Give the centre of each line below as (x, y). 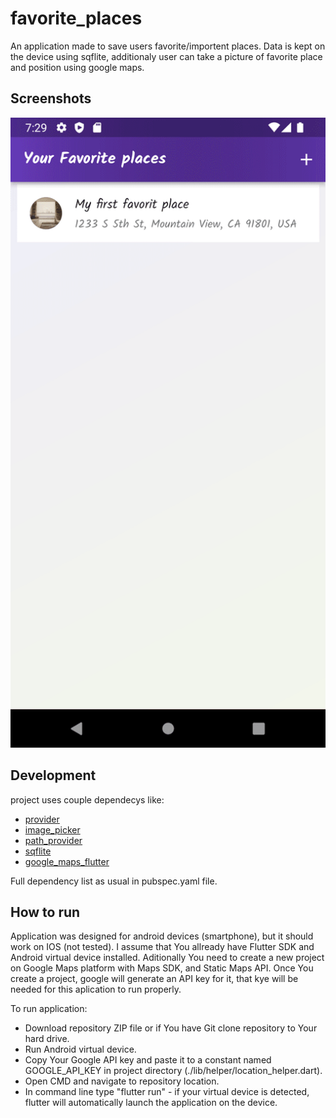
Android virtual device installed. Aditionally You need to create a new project (167, 958)
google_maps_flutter (67, 861)
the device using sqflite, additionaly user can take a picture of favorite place (166, 56)
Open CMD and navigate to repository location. (122, 1081)
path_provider (53, 840)
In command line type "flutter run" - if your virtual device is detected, (167, 1092)
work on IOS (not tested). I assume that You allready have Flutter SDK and (162, 947)
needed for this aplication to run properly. (96, 989)
